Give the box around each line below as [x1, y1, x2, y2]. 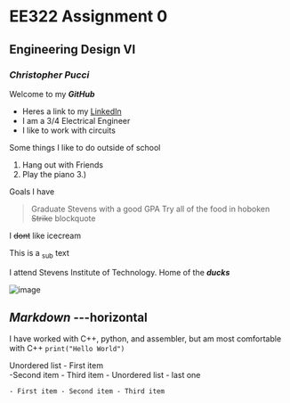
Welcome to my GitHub [9, 88, 95, 99]
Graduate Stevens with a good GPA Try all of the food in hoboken [30, 203, 270, 214]
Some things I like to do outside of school [9, 142, 161, 152]
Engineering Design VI [9, 42, 136, 57]
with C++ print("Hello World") [9, 343, 125, 354]
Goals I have [9, 185, 55, 197]
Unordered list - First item [9, 360, 104, 371]
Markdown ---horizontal [9, 310, 149, 325]
